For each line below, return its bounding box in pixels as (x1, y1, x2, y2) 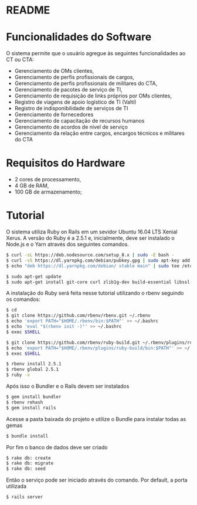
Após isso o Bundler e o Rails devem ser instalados (6, 382, 130, 389)
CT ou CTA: (6, 56, 34, 63)
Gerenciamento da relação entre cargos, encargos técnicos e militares (14, 130, 185, 137)
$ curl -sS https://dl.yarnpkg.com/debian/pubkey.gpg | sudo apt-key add (6, 257, 191, 263)
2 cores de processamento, (14, 176, 81, 183)
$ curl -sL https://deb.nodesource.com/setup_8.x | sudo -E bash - (6, 252, 175, 258)
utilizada (6, 483, 27, 490)
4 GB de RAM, (14, 182, 49, 189)
